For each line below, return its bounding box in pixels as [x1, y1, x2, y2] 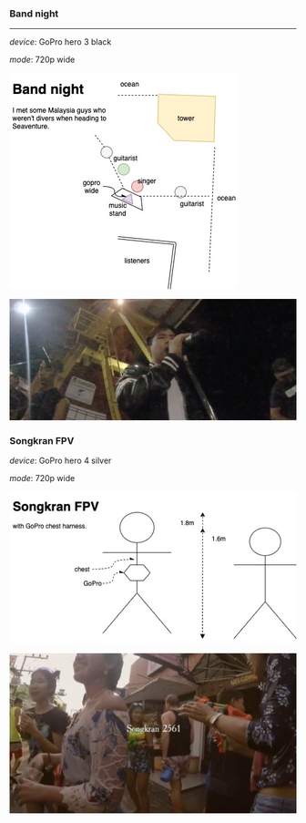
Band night [9, 7, 59, 20]
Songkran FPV [9, 435, 75, 448]
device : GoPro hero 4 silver [9, 455, 112, 467]
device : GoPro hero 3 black [9, 36, 112, 47]
